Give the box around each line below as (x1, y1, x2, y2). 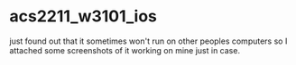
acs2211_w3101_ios (9, 6, 158, 27)
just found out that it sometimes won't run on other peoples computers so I (9, 36, 288, 46)
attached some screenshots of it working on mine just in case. (9, 45, 241, 55)
